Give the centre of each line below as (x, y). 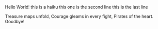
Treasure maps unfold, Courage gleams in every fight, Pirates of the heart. (79, 16)
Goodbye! (15, 22)
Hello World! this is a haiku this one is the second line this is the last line (77, 7)
